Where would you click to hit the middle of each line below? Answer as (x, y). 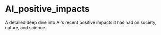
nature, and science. (26, 27)
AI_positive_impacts (47, 9)
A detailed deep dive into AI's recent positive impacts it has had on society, (81, 22)
